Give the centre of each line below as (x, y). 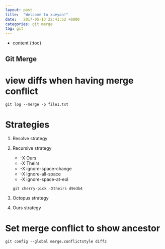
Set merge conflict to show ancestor (82, 228)
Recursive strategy (32, 148)
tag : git (14, 29)
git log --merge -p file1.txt (37, 105)
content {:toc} (27, 43)
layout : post (19, 10)
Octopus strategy (30, 198)
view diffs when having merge (69, 80)
